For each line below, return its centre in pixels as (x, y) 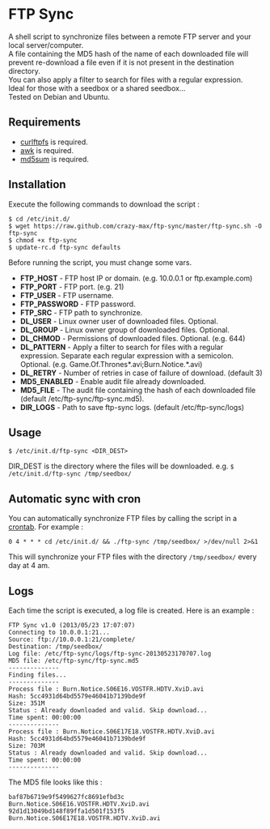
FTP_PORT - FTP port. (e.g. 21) (72, 286)
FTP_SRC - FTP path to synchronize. (81, 312)
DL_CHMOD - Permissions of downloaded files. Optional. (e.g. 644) (133, 338)
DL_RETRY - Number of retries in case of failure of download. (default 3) (141, 373)
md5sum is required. (54, 159)
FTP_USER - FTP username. (67, 295)
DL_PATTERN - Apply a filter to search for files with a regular (122, 347)
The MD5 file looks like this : (55, 782)
